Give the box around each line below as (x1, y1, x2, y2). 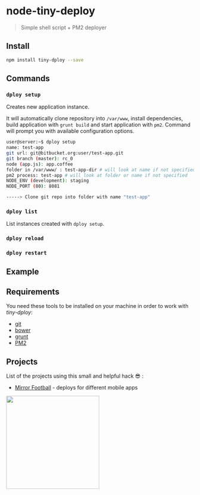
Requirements (6, 287, 60, 297)
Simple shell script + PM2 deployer (20, 24, 107, 31)
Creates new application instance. (6, 103, 90, 111)
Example (6, 266, 39, 276)
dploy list (6, 208, 37, 215)
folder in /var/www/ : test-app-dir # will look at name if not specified (6, 167, 196, 173)
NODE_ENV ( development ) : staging (6, 178, 89, 184)
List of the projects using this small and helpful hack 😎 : (6, 372, 144, 379)
